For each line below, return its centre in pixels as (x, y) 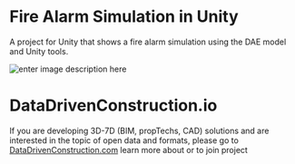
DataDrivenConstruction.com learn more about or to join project (128, 150)
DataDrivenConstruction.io (113, 106)
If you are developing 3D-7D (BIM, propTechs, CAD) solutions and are (139, 130)
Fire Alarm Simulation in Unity (124, 17)
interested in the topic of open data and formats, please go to (124, 140)
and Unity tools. (39, 51)
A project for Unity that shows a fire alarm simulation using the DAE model (148, 42)
